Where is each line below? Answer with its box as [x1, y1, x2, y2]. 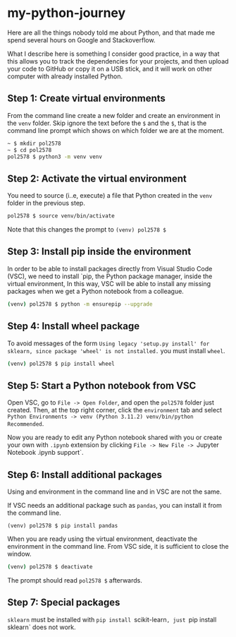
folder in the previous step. [7, 199, 86, 208]
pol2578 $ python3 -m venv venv [7, 153, 102, 160]
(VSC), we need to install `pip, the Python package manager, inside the [7, 272, 213, 280]
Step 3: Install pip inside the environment [7, 246, 192, 258]
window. [7, 549, 32, 559]
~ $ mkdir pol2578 [7, 140, 61, 147]
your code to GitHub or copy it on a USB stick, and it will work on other [7, 64, 213, 73]
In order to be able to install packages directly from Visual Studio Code [7, 264, 213, 273]
